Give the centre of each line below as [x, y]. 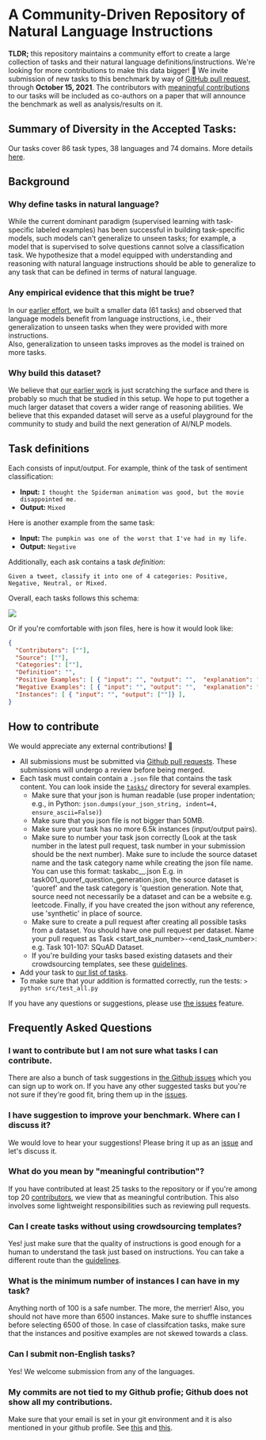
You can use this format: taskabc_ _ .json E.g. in [107, 871]
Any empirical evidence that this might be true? [101, 293]
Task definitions [49, 449]
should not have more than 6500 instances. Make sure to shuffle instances [130, 1317]
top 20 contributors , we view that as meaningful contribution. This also [123, 1197]
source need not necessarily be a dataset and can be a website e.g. [142, 896]
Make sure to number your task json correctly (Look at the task [134, 837]
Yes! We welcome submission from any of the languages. [102, 1371]
